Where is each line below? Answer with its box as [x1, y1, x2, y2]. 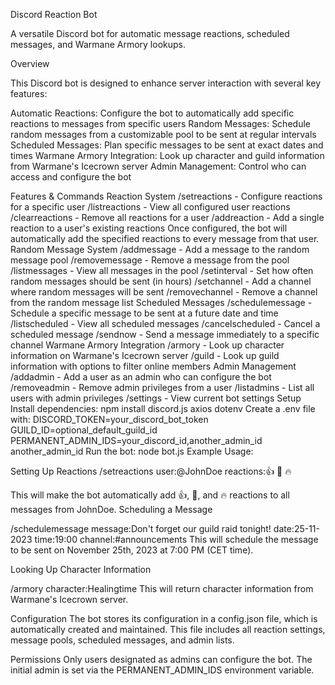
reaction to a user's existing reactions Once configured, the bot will [10, 222, 288, 234]
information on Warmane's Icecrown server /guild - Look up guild [10, 350, 280, 361]
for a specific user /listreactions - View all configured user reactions [10, 201, 291, 213]
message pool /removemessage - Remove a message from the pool [10, 254, 290, 266]
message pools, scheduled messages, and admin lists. [10, 634, 235, 646]
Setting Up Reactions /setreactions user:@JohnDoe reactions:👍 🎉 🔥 [10, 465, 292, 477]
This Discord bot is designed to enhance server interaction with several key [10, 77, 322, 89]
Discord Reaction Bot [10, 9, 98, 20]
